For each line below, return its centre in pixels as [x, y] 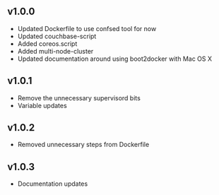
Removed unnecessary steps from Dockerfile [83, 145]
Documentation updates [53, 184]
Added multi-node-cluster [55, 51]
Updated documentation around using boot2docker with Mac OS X [115, 59]
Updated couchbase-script [57, 36]
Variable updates [42, 105]
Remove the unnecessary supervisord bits [79, 97]
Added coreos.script [47, 43]
